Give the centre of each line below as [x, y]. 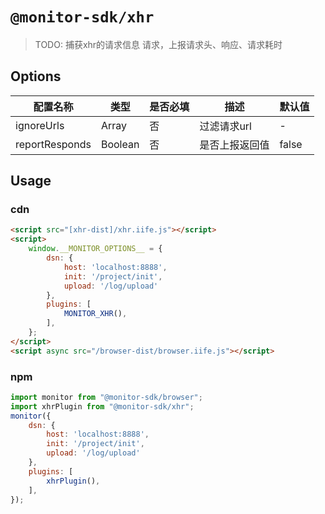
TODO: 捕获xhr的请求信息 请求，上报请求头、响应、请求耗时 [158, 44]
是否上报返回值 [234, 145]
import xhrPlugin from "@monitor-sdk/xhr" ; [102, 406]
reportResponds [53, 144]
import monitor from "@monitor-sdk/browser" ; [106, 397]
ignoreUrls [40, 125]
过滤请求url [225, 126]
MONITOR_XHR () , [95, 314]
